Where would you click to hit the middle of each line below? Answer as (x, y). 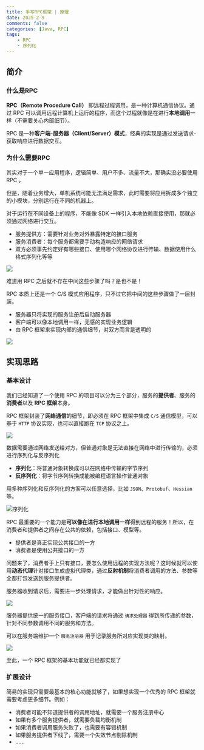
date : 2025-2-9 (25, 18)
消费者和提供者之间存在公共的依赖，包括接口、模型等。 (75, 530)
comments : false (27, 23)
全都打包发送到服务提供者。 (41, 578)
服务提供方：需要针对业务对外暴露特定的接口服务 (76, 234)
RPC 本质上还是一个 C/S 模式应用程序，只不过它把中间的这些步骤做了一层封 (101, 294)
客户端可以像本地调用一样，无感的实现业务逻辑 (73, 322)
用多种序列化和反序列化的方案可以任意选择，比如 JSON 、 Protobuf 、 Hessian (99, 488)
